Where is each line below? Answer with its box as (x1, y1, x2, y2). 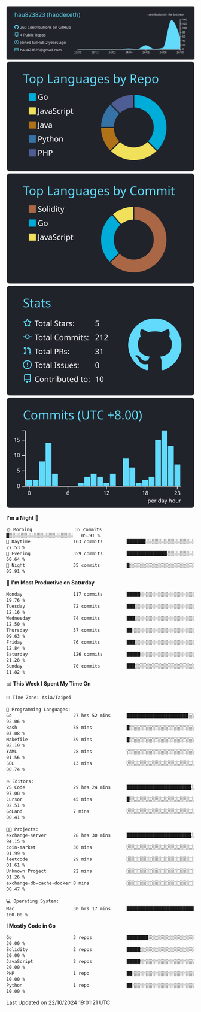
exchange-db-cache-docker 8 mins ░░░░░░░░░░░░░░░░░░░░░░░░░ (6, 880, 194, 886)
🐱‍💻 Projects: (6, 826, 39, 832)
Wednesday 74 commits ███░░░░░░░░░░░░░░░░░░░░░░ (6, 615, 194, 621)
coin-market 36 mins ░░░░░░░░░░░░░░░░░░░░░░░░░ (6, 844, 194, 850)
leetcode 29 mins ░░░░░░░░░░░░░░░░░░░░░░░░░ (6, 856, 194, 862)
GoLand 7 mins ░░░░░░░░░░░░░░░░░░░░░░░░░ (6, 808, 194, 814)
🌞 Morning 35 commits (6, 526, 102, 532)
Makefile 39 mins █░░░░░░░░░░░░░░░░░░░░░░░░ (6, 737, 194, 743)
